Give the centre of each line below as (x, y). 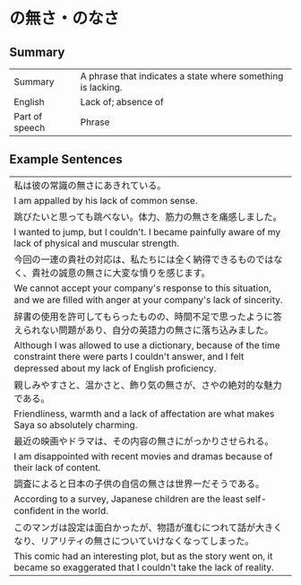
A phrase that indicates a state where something (182, 76)
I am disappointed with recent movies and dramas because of (143, 456)
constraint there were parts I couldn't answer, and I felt (129, 356)
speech (30, 128)
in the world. (82, 511)
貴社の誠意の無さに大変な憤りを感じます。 (121, 273)
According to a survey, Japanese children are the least (129, 499)
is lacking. (101, 87)
